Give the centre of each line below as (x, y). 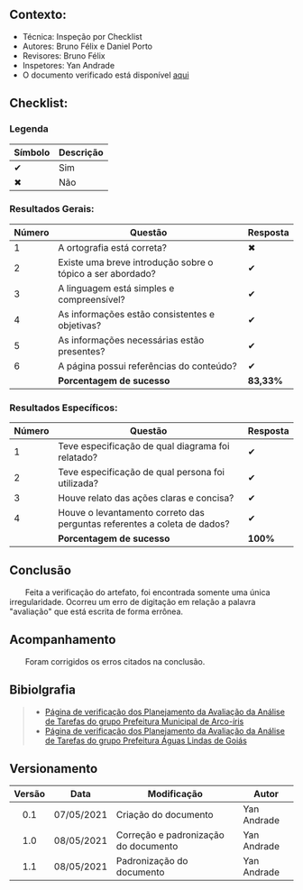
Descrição (81, 152)
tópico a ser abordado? (107, 273)
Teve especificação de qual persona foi (142, 473)
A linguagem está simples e (116, 288)
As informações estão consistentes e (136, 314)
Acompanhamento (63, 640)
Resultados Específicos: (64, 408)
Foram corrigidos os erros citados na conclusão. (115, 661)
